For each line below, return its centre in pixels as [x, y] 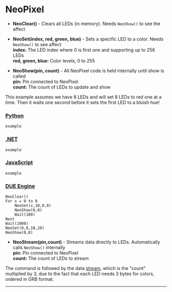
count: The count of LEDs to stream [51, 258]
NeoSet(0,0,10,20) [25, 228]
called [19, 76]
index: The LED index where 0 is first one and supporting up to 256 [84, 50]
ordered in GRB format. [30, 279]
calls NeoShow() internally [39, 247]
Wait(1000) [17, 224]
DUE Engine [20, 186]
